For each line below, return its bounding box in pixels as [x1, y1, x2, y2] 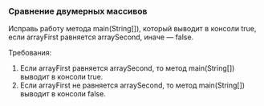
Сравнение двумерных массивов [8, 6, 148, 17]
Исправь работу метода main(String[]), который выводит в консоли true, [8, 24, 257, 34]
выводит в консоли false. [19, 89, 106, 99]
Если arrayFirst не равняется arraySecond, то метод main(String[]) [19, 80, 246, 90]
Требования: [8, 48, 52, 58]
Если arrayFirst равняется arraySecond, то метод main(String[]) [19, 63, 235, 73]
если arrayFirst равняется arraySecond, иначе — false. [8, 32, 194, 42]
